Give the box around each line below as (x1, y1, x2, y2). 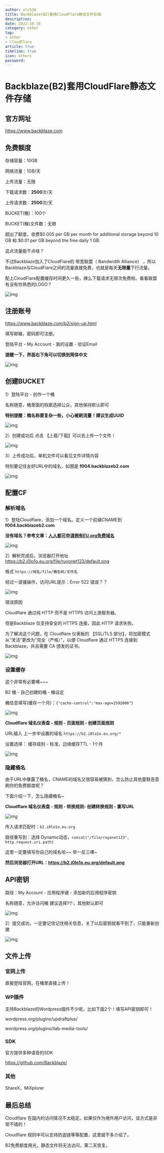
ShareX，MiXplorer (5, 1085, 44, 1091)
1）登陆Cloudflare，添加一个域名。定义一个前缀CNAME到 (5, 517, 122, 523)
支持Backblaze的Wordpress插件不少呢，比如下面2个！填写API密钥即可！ (5, 1006, 153, 1012)
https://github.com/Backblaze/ (5, 1060, 68, 1066)
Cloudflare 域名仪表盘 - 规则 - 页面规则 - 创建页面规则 (5, 719, 115, 726)
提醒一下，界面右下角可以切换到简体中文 (5, 351, 87, 357)
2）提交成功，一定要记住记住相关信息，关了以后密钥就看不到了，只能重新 (5, 920, 155, 926)
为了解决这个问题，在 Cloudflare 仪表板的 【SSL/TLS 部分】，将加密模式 (5, 631, 151, 637)
